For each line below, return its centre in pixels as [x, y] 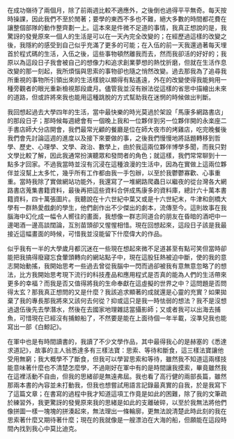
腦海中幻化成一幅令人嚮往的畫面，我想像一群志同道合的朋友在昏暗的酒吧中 [114, 216]
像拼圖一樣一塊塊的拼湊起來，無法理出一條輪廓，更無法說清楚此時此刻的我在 [117, 411]
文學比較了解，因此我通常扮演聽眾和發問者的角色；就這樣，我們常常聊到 [111, 155]
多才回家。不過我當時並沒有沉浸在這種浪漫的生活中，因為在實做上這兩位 [117, 164]
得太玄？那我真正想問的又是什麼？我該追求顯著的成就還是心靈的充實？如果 [114, 292]
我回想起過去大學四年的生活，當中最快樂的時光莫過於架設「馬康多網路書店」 [117, 112]
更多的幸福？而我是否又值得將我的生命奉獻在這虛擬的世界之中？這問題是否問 [117, 283]
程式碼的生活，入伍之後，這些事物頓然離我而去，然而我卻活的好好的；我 [123, 54]
